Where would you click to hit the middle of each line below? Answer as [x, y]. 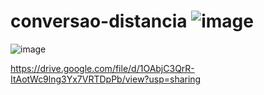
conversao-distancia [99, 21]
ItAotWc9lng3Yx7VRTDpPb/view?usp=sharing [106, 79]
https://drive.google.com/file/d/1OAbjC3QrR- [102, 68]
